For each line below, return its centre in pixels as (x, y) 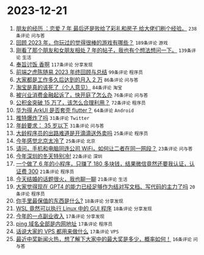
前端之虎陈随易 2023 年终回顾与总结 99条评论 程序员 (79, 72)
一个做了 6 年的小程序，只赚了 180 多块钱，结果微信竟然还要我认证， (103, 163)
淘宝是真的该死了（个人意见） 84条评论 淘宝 (69, 87)
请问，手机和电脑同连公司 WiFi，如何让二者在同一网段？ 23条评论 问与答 (104, 148)
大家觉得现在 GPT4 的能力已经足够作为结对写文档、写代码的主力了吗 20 (105, 187)
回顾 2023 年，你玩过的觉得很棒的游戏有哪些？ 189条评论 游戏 (92, 42)
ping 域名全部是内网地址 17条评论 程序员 (64, 223)
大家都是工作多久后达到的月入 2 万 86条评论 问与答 (77, 79)
